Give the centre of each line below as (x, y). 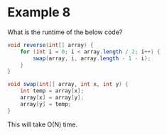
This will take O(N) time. (43, 124)
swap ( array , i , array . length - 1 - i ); (92, 58)
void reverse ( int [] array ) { (50, 45)
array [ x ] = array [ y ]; (52, 98)
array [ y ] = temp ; (46, 104)
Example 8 (39, 12)
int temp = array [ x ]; (52, 91)
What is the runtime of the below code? (65, 32)
